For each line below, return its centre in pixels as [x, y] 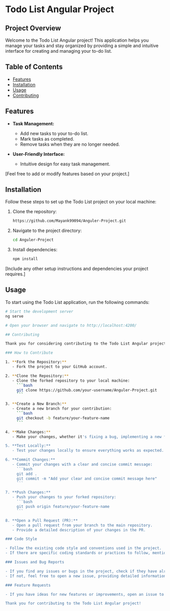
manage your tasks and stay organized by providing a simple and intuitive [82, 46]
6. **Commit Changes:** [30, 460]
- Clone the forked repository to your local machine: [71, 381]
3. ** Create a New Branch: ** [36, 404]
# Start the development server [39, 311]
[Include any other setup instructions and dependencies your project [77, 269]
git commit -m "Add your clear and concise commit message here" [87, 479]
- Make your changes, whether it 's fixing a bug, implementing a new [87, 437]
